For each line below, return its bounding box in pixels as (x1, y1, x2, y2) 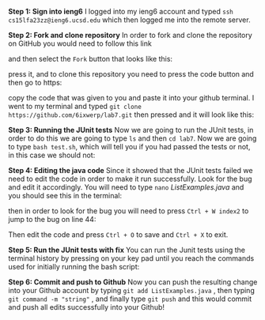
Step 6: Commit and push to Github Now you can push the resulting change (8, 277, 258, 287)
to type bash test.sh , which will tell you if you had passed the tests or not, (8, 142, 251, 151)
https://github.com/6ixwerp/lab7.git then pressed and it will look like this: (8, 110, 255, 119)
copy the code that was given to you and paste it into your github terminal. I (8, 93, 255, 102)
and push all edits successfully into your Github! (8, 303, 165, 311)
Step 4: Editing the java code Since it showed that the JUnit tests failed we (8, 166, 253, 175)
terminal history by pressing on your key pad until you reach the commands (8, 254, 255, 263)
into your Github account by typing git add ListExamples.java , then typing (8, 286, 255, 295)
